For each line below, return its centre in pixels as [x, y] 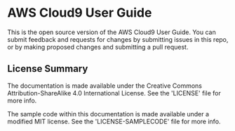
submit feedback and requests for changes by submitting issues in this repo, [118, 39]
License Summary [48, 69]
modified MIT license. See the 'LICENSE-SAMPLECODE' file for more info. [114, 121]
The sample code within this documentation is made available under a [108, 114]
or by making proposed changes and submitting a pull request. [98, 47]
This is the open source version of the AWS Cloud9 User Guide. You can [112, 32]
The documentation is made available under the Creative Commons [105, 86]
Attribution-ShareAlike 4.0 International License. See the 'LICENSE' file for [114, 93]
